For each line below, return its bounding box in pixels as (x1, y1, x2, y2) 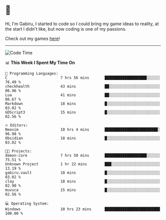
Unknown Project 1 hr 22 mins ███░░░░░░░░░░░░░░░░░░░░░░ (5, 161, 161, 167)
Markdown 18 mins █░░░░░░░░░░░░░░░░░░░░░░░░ (5, 101, 161, 106)
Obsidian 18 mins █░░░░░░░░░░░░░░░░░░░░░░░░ (5, 136, 161, 141)
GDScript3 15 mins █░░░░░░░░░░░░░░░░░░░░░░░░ (5, 110, 161, 115)
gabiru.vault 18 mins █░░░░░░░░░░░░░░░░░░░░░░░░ (5, 170, 161, 175)
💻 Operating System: (5, 201, 49, 206)
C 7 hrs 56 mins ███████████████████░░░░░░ (5, 75, 161, 80)
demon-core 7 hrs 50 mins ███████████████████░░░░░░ (5, 153, 161, 158)
